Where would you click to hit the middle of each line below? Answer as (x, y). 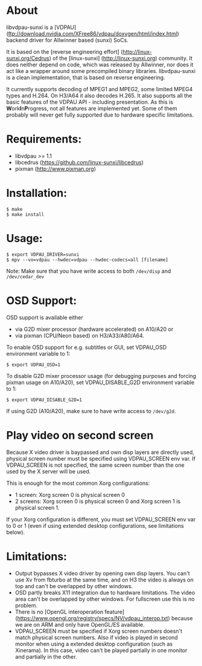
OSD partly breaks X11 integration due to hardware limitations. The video (105, 592)
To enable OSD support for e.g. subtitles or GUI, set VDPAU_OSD (87, 347)
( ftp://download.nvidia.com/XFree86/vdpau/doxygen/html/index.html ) (93, 33)
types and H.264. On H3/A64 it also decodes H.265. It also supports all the (99, 95)
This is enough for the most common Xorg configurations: (78, 483)
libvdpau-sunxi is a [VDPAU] (41, 27)
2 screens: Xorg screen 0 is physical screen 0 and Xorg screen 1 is (98, 501)
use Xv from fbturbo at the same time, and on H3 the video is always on (104, 580)
